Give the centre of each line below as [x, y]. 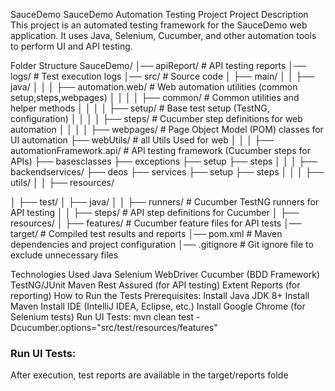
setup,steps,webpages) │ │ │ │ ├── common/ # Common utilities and [155, 97]
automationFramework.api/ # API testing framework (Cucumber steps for [160, 150]
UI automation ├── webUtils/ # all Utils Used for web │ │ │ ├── [142, 140]
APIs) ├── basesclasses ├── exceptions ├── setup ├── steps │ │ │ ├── [164, 161]
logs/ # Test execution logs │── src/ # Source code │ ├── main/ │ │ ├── [162, 76]
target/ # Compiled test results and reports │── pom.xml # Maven [146, 233]
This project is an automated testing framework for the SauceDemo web [159, 25]
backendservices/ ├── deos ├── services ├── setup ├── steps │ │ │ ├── [167, 172]
